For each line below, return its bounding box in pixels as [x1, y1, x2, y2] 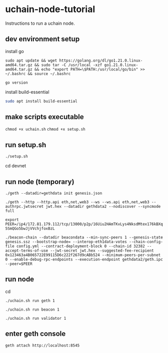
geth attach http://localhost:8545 [5, 343, 80, 348]
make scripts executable [5, 112, 84, 122]
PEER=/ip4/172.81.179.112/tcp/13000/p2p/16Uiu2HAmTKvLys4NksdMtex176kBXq [5, 222, 163, 227]
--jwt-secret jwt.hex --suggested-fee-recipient [50, 248, 154, 253]
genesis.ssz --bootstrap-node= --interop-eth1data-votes [5, 240, 127, 245]
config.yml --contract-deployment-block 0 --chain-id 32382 [16, 244, 145, 249]
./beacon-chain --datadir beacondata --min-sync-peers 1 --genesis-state [5, 235, 163, 240]
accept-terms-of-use [5, 248, 49, 253]
